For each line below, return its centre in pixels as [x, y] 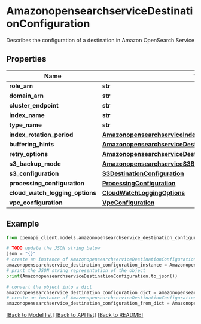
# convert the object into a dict [49, 287]
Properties [26, 59]
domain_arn [26, 96]
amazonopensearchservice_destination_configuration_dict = [81, 292]
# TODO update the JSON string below [53, 248]
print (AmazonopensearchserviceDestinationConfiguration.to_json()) [92, 276]
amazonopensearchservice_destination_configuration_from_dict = [88, 304]
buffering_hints [32, 144]
